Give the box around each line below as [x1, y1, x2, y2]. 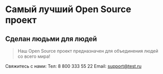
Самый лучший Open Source [5, 4, 131, 15]
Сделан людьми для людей [5, 34, 97, 43]
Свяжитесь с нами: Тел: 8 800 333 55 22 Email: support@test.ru [5, 63, 142, 69]
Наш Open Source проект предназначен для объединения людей [17, 48, 158, 54]
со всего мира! [17, 53, 50, 59]
